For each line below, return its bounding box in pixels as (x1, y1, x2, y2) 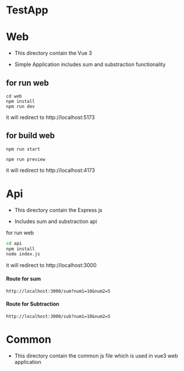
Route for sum (6, 275, 41, 282)
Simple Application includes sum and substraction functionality (14, 61, 166, 68)
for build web (6, 131, 55, 141)
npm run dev (6, 103, 35, 109)
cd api (6, 240, 22, 246)
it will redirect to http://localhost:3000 (6, 262, 97, 269)
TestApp (6, 4, 48, 17)
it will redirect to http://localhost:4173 (6, 167, 95, 174)
